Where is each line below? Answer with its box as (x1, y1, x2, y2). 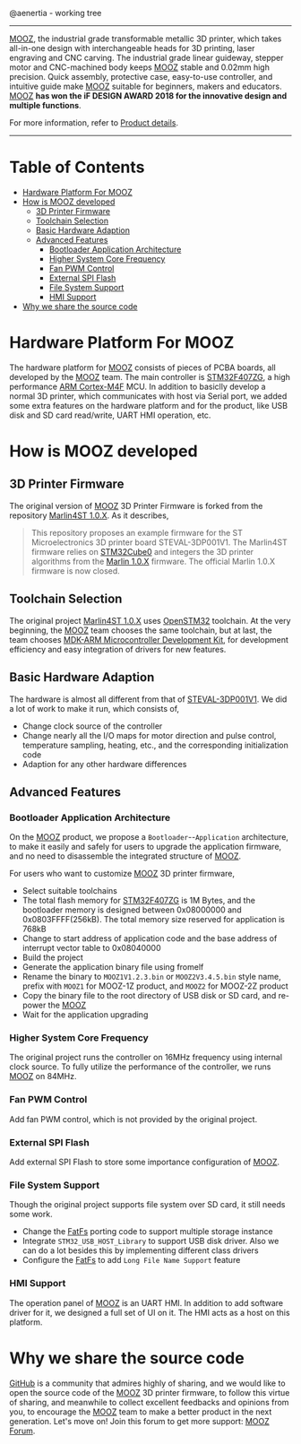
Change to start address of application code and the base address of (21, 933, 278, 944)
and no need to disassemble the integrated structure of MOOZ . (9, 851, 242, 861)
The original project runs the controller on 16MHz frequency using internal (9, 1052, 283, 1063)
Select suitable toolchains (21, 886, 118, 896)
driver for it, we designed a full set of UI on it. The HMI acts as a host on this (9, 1307, 290, 1318)
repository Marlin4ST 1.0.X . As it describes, (9, 510, 169, 521)
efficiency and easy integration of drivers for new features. (9, 644, 227, 654)
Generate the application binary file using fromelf (21, 962, 204, 973)
